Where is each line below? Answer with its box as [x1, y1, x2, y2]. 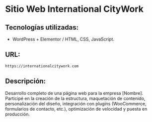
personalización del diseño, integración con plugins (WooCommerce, [5, 100, 147, 107]
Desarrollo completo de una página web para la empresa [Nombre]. [5, 90, 144, 96]
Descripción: [5, 77, 46, 85]
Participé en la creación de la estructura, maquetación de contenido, [5, 95, 146, 101]
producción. [5, 111, 30, 117]
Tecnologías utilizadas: [5, 23, 78, 32]
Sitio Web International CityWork [5, 3, 144, 15]
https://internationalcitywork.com [5, 63, 79, 69]
